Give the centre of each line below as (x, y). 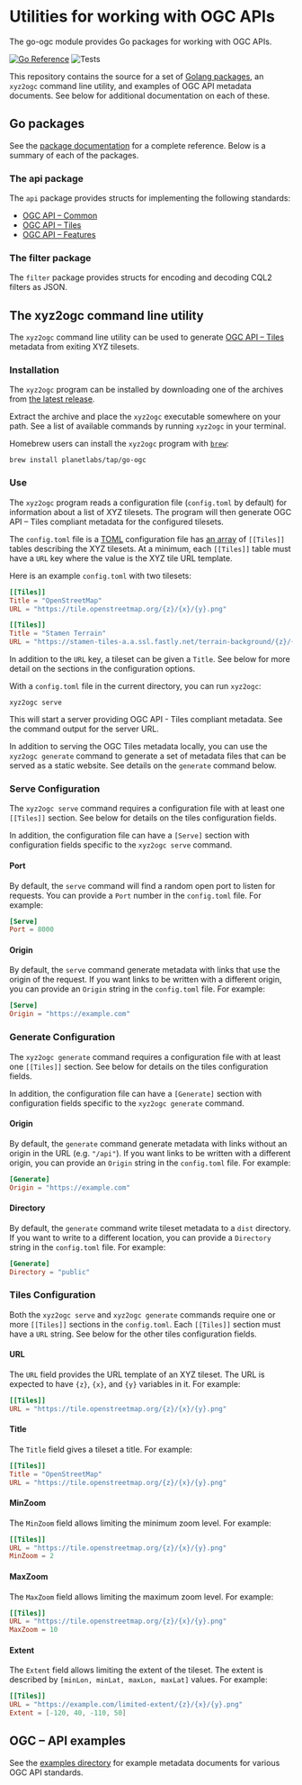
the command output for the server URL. (84, 729)
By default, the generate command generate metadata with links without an (148, 1143)
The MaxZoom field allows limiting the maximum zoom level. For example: (142, 1597)
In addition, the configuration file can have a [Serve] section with (129, 836)
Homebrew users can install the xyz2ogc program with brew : (119, 444)
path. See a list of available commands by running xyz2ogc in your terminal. (148, 426)
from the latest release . (52, 399)
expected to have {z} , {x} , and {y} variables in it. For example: (125, 1383)
